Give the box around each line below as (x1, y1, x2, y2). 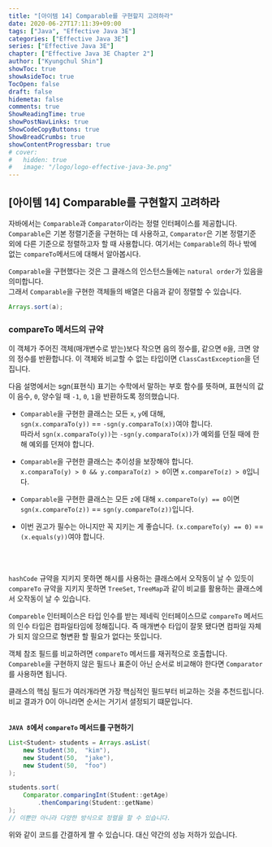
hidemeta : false (8, 95, 63, 103)
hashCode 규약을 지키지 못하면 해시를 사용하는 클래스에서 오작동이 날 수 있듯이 (8, 574, 254, 583)
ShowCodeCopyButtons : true (8, 125, 100, 133)
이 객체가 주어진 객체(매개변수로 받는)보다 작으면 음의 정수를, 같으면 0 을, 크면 (8, 343, 251, 354)
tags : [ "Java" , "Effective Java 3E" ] (8, 27, 136, 35)
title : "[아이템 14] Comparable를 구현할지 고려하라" (8, 11, 174, 20)
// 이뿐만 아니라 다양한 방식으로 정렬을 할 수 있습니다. (8, 814, 171, 822)
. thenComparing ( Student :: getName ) (37, 799, 154, 807)
